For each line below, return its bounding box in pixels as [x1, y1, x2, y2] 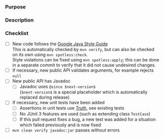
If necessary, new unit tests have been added [12, 100, 105, 106]
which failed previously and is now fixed [19, 122, 101, 128]
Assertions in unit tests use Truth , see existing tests [19, 105, 125, 111]
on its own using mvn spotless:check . [12, 52, 88, 57]
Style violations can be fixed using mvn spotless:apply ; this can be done [12, 57, 160, 63]
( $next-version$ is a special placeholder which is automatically [19, 89, 148, 95]
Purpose [5, 3, 26, 10]
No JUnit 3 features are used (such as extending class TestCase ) [19, 110, 151, 116]
